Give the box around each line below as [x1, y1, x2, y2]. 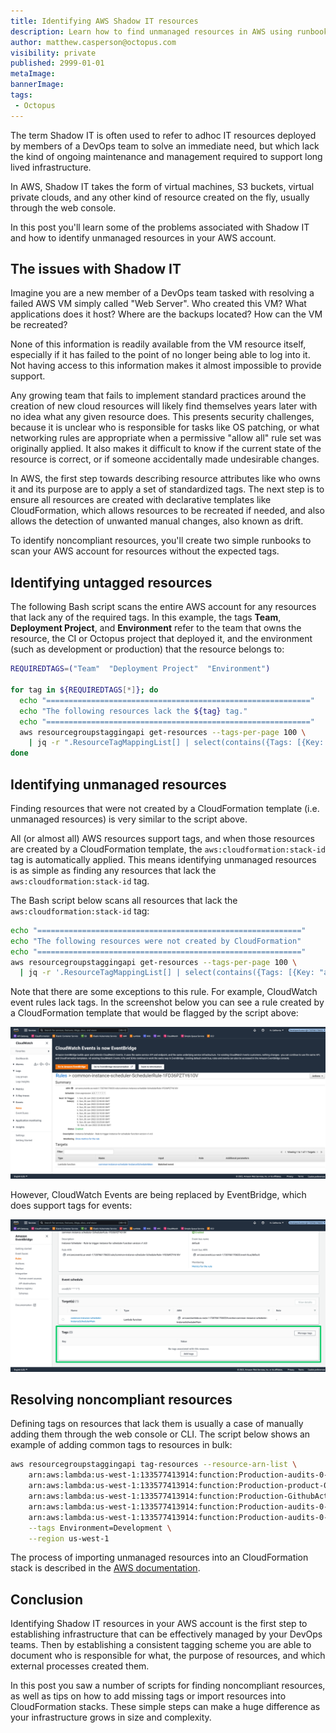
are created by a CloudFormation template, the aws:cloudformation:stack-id [10, 843, 326, 855]
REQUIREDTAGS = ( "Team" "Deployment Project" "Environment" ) [10, 664, 271, 674]
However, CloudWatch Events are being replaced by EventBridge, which [10, 1189, 307, 1201]
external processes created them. [10, 1660, 150, 1672]
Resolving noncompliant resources [10, 1391, 233, 1408]
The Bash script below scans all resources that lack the [10, 894, 238, 906]
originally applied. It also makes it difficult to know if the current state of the [10, 443, 322, 455]
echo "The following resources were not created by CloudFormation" [10, 936, 302, 946]
